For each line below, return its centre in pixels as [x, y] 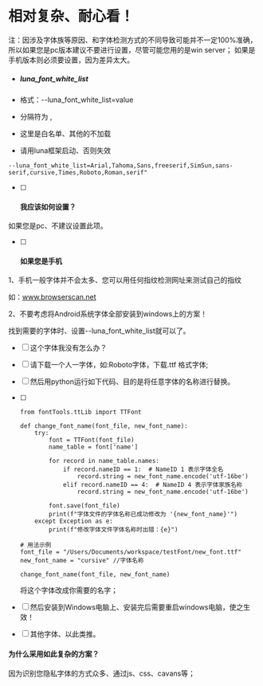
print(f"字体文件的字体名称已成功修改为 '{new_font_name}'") [143, 515]
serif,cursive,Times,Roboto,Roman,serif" [78, 172]
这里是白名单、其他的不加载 [65, 133]
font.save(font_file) [85, 506]
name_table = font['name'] [94, 447]
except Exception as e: [74, 521]
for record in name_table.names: [104, 461]
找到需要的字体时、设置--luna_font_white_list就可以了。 [99, 331]
